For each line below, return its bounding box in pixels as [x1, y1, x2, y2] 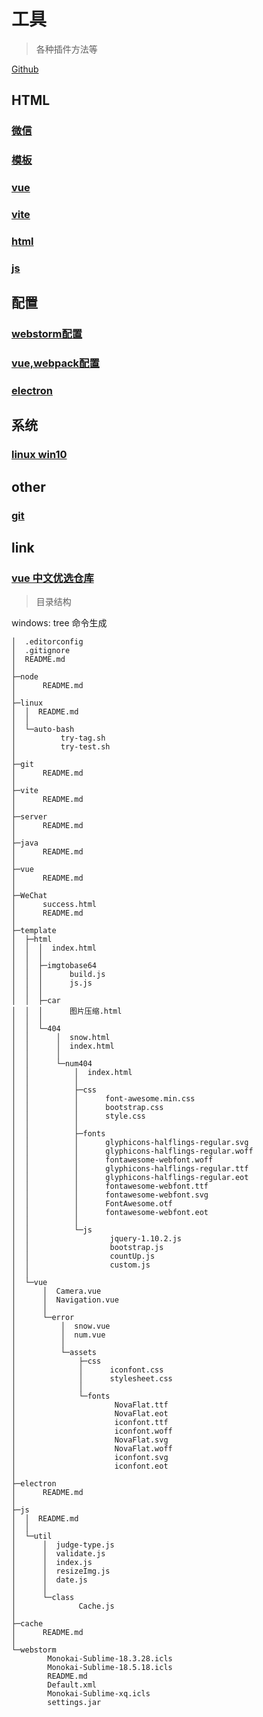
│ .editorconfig [11, 637, 84, 647]
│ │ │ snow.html [11, 1033, 111, 1043]
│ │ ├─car [11, 996, 61, 1006]
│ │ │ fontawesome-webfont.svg [11, 1190, 209, 1200]
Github [11, 63, 39, 75]
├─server [11, 812, 48, 822]
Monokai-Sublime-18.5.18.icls [47, 1663, 173, 1673]
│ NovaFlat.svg [11, 1435, 169, 1445]
